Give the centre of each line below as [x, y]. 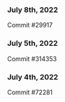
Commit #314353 [32, 58]
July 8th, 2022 [32, 10]
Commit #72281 [30, 92]
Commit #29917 [30, 25]
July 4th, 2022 [33, 77]
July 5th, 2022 [32, 44]
